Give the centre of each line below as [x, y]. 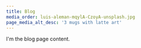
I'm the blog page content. [38, 39]
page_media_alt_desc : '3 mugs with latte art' [64, 22]
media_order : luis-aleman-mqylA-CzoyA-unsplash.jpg [70, 17]
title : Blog [21, 11]
